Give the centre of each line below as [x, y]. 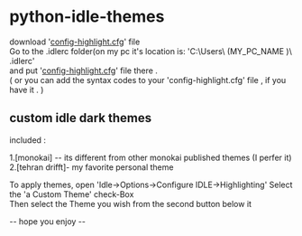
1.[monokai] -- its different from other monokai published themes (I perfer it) [151, 157]
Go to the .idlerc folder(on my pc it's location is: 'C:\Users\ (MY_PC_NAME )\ [151, 51]
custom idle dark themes [81, 118]
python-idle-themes [87, 17]
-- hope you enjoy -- [47, 221]
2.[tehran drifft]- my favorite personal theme [92, 167]
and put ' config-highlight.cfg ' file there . [83, 71]
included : [28, 140]
